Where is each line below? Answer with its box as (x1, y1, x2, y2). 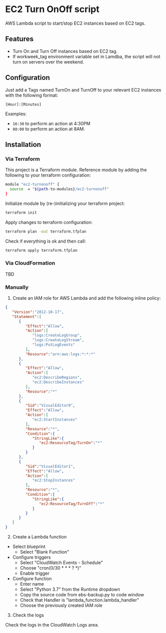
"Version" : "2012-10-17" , (12, 309, 64, 314)
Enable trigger (20, 570, 50, 577)
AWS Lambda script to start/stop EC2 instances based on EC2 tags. (5, 20, 146, 26)
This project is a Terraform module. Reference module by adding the (5, 167, 147, 173)
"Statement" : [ (12, 314, 42, 319)
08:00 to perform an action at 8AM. (12, 126, 86, 132)
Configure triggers (12, 555, 51, 561)
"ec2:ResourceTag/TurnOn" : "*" (39, 440, 102, 446)
